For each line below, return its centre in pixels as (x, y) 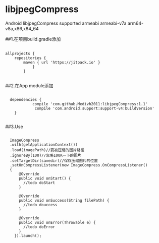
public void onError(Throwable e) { (57, 222)
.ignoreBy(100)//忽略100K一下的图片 (46, 155)
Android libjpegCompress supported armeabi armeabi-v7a (66, 23)
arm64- (136, 23)
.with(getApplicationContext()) (44, 145)
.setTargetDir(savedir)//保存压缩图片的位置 (54, 161)
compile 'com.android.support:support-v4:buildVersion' (95, 108)
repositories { (30, 58)
